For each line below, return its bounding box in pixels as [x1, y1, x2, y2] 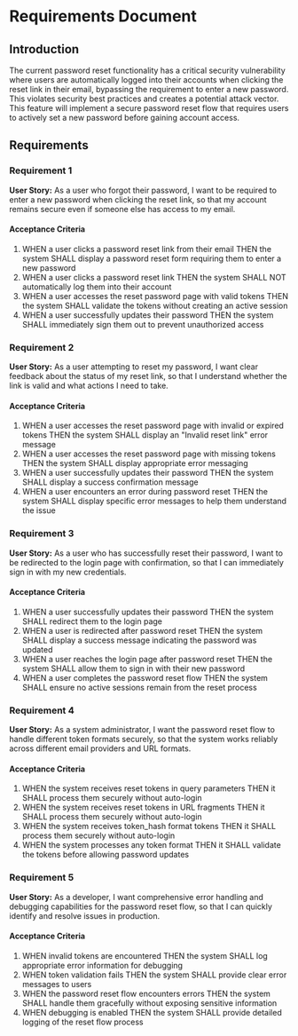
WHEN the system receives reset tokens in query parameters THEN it [21, 783, 276, 794]
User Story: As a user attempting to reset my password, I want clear [9, 361, 259, 372]
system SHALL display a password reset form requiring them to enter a [21, 253, 282, 264]
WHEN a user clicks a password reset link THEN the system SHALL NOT [21, 272, 286, 282]
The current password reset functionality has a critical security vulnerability [9, 65, 286, 75]
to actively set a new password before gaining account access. [9, 113, 240, 123]
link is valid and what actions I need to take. [9, 380, 169, 391]
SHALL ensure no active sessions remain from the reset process [21, 682, 257, 692]
